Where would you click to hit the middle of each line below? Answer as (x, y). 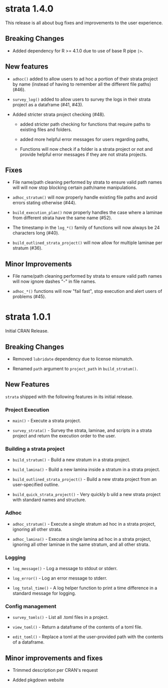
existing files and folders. (46, 130)
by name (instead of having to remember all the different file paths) (82, 84)
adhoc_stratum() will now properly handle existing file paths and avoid (85, 198)
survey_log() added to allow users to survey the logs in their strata (81, 99)
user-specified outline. (36, 485)
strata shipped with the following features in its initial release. (69, 397)
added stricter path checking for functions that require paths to (85, 124)
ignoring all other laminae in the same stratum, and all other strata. (81, 544)
